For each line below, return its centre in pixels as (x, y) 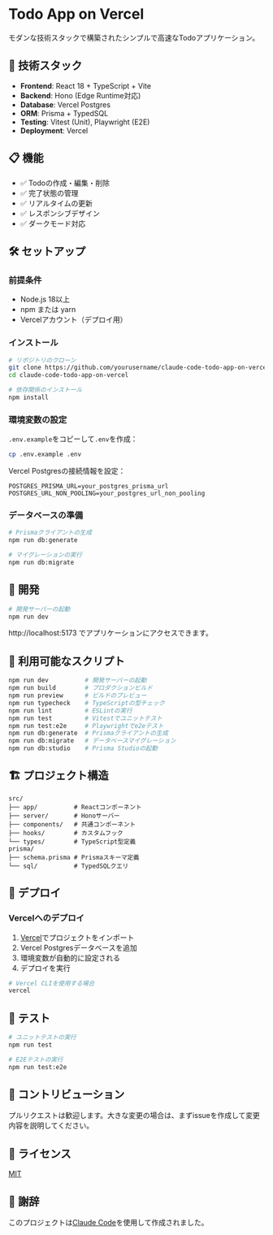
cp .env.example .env (45, 455)
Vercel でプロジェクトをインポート (77, 937)
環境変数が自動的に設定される (70, 958)
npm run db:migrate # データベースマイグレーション (92, 741)
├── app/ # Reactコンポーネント (75, 807)
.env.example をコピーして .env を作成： (73, 439)
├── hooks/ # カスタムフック (66, 833)
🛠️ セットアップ (47, 251)
